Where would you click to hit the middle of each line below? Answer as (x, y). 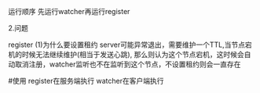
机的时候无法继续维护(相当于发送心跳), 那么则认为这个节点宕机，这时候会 (126, 54)
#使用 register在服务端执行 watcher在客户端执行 (86, 81)
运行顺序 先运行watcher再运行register (69, 11)
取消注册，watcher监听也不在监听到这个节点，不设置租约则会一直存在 (128, 64)
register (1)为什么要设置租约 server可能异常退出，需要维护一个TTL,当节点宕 (130, 45)
